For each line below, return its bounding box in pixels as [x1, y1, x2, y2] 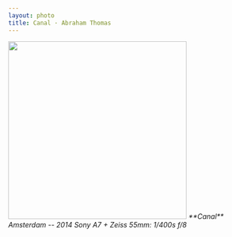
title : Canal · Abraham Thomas [8, 19, 112, 27]
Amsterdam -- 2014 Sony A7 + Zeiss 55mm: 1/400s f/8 [8, 220, 188, 229]
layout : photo [8, 11, 55, 20]
